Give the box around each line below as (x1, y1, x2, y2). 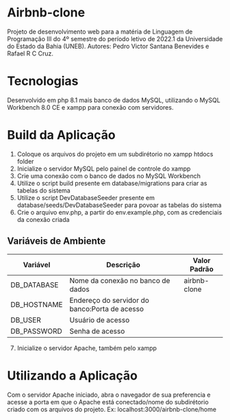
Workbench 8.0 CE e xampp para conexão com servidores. (7, 103, 174, 111)
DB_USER (10, 315, 41, 325)
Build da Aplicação (7, 127, 116, 143)
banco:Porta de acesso (69, 304, 144, 313)
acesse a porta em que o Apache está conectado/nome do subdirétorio (7, 397, 209, 406)
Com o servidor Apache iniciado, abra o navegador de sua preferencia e (7, 391, 211, 399)
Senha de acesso (69, 326, 125, 336)
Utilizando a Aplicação (7, 368, 138, 383)
